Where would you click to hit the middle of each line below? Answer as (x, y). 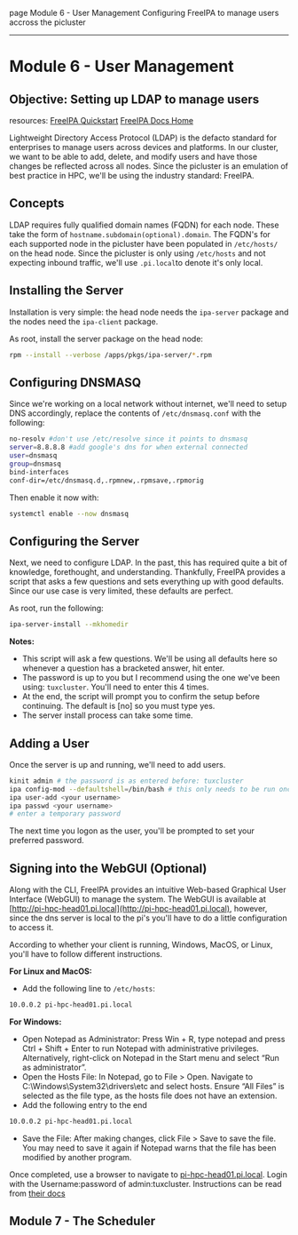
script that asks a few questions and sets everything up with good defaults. (146, 582)
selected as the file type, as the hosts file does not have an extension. (149, 1096)
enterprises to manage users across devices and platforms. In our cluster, (144, 147)
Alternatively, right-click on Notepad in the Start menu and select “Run (150, 1058)
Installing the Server (67, 291)
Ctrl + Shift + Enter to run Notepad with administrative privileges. (140, 1048)
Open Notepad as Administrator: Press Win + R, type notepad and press (153, 1039)
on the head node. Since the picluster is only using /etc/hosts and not (137, 253)
